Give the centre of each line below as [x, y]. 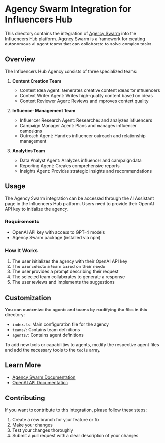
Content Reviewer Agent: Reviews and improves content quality [84, 101]
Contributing [25, 398]
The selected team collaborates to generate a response [68, 277]
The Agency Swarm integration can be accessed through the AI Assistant [80, 198]
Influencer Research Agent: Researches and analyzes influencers [86, 120]
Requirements [22, 221]
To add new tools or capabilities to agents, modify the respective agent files [82, 344]
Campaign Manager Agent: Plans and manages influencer [78, 125]
